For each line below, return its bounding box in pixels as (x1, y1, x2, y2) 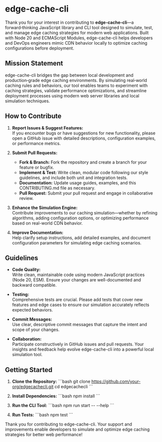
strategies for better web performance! (5, 432, 83, 438)
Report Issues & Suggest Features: (12, 125, 84, 131)
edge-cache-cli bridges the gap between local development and (5, 72, 134, 78)
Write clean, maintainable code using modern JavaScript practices (12, 272, 145, 278)
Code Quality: (12, 267, 41, 273)
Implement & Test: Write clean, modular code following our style (19, 169, 148, 175)
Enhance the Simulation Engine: (12, 205, 78, 211)
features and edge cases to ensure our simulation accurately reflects (12, 302, 149, 308)
